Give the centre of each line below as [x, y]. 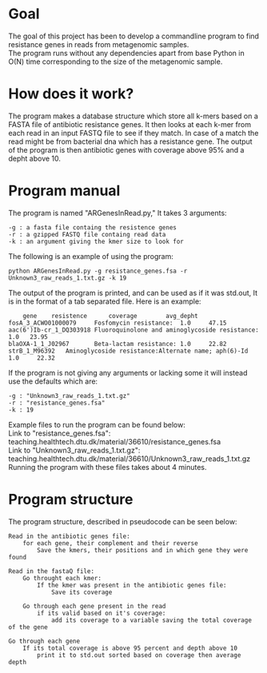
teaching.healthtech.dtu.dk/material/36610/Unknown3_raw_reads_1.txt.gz [129, 458]
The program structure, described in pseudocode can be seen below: [123, 521]
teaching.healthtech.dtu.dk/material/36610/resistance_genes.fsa [115, 441]
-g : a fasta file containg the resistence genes [93, 227]
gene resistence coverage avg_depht [110, 316]
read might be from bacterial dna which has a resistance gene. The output [131, 141]
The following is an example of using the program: [91, 256]
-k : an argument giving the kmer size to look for [96, 241]
